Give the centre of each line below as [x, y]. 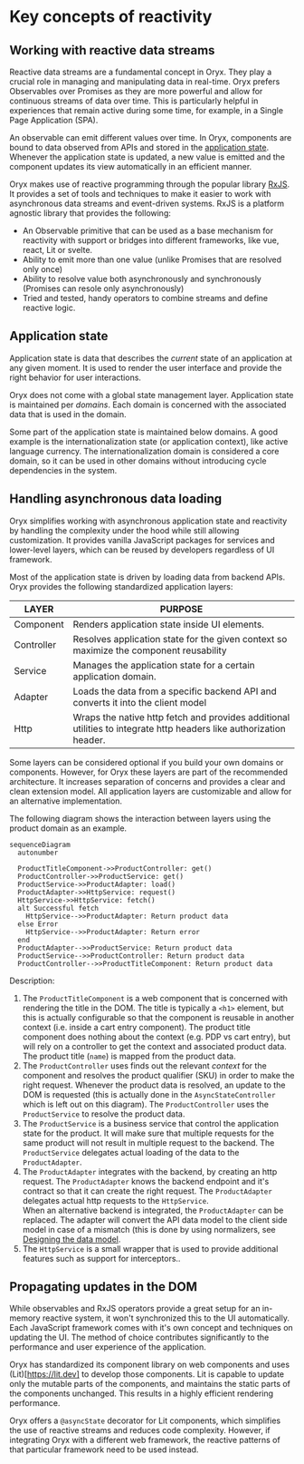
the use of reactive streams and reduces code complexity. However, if [140, 1430]
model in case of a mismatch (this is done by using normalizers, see [149, 1229]
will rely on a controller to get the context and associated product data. [154, 1046]
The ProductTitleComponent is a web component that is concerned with [155, 998]
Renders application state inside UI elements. [169, 624]
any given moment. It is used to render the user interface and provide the [146, 367]
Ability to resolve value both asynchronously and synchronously [142, 279]
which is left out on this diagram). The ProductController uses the [146, 1104]
